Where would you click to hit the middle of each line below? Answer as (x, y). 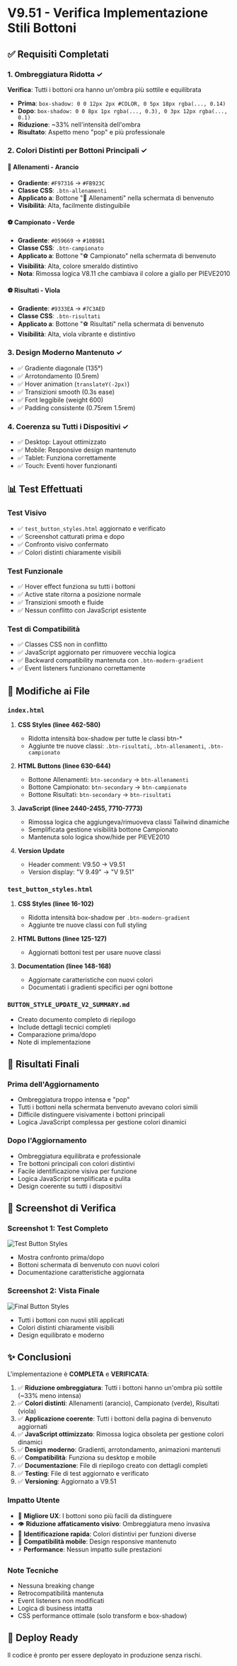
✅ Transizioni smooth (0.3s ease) (66, 392)
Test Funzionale (35, 571)
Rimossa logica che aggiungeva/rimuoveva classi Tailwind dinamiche (129, 822)
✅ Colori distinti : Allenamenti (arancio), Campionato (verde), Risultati (118, 1403)
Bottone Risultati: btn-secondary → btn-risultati (100, 794)
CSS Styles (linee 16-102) (56, 904)
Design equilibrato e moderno (61, 1335)
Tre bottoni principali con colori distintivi (76, 1163)
